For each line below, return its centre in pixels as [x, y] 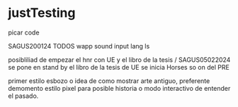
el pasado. [23, 96]
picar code [24, 32]
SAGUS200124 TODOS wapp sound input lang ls [79, 46]
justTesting [42, 13]
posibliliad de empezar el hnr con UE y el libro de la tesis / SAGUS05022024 [119, 59]
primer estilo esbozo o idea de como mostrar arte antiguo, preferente [109, 81]
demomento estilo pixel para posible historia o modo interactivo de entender [119, 88]
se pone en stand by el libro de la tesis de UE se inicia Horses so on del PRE [119, 67]
